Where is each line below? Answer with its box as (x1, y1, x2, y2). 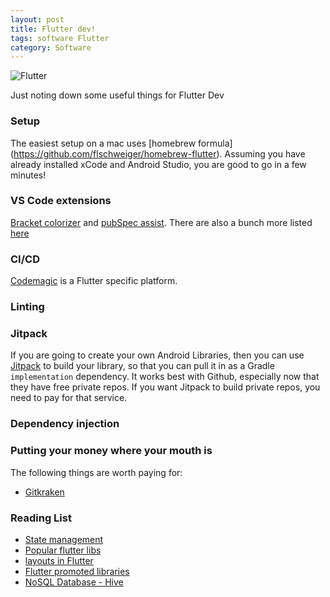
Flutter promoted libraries (24, 565, 130, 577)
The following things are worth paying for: (10, 466, 183, 478)
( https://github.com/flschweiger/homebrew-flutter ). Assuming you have (10, 147, 306, 160)
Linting (10, 300, 45, 314)
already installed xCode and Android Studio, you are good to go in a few (10, 158, 307, 170)
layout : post (10, 14, 65, 25)
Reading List (10, 511, 72, 525)
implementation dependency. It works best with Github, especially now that (10, 371, 320, 383)
